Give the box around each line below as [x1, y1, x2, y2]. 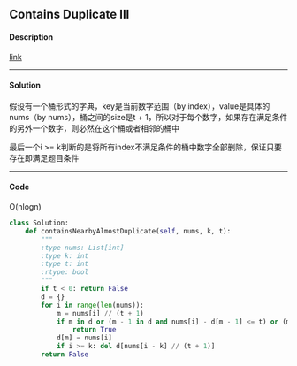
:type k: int [41, 251, 89, 260]
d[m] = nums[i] [56, 333, 113, 343]
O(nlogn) [9, 202, 42, 211]
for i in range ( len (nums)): [41, 301, 144, 309]
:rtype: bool [41, 268, 89, 277]
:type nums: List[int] [41, 243, 125, 252]
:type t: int [41, 260, 89, 269]
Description [9, 31, 54, 42]
